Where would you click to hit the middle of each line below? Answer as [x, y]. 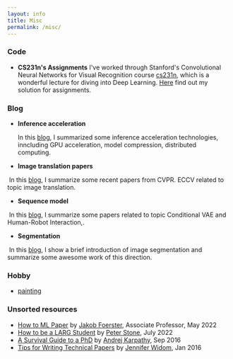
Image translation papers [55, 166]
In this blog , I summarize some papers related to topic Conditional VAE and [118, 215]
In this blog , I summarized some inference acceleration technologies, [118, 137]
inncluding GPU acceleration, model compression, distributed [107, 144]
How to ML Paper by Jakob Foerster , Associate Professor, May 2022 [117, 325]
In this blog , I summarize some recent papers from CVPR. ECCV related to [116, 179]
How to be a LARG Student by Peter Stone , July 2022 [95, 332]
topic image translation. [42, 187]
